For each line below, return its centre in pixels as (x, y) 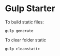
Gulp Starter (30, 9)
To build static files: (24, 22)
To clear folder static (26, 40)
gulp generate (19, 31)
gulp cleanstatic (22, 49)
